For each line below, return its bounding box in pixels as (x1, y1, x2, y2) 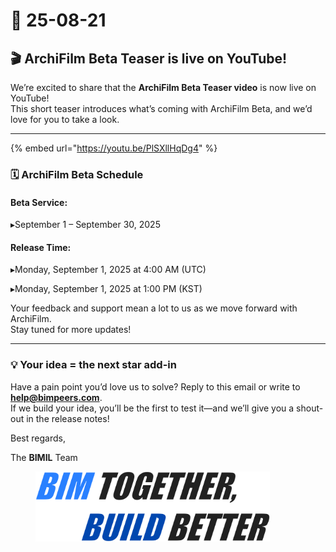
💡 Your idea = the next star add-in (10, 358, 177, 372)
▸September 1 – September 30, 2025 (10, 219, 161, 231)
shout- (296, 402, 324, 414)
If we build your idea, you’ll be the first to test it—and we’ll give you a (10, 402, 295, 414)
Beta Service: (10, 196, 68, 208)
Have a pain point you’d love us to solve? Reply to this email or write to (10, 380, 301, 393)
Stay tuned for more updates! (10, 324, 132, 336)
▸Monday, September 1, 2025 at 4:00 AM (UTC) (10, 264, 207, 276)
